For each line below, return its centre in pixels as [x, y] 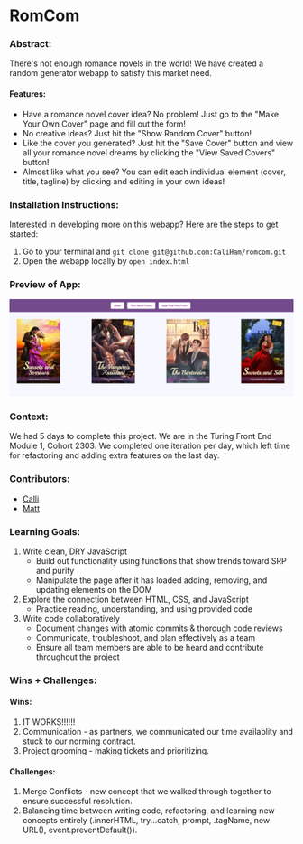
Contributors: [40, 479]
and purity [55, 570]
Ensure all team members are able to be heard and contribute [150, 647]
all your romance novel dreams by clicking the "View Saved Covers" [149, 152]
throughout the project [78, 657]
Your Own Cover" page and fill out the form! [104, 124]
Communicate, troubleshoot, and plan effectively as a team [145, 637]
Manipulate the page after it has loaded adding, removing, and [151, 580]
